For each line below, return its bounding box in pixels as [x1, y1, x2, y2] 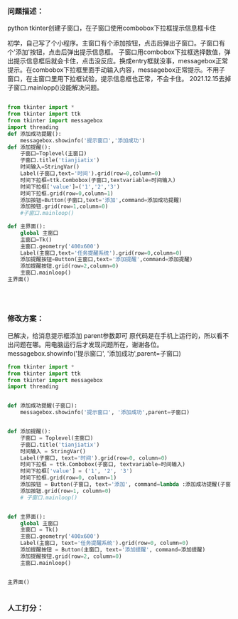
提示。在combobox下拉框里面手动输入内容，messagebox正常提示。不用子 [7, 65, 226, 74]
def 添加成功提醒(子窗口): [7, 402, 78, 410]
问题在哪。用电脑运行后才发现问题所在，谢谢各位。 [13, 340, 163, 349]
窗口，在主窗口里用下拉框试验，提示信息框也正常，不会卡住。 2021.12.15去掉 [7, 75, 232, 83]
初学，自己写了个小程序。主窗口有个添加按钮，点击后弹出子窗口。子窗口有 [7, 39, 225, 48]
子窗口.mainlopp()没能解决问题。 [7, 83, 103, 92]
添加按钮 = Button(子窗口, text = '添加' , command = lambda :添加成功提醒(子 [20, 481, 226, 488]
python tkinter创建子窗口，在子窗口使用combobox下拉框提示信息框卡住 [7, 23, 217, 33]
